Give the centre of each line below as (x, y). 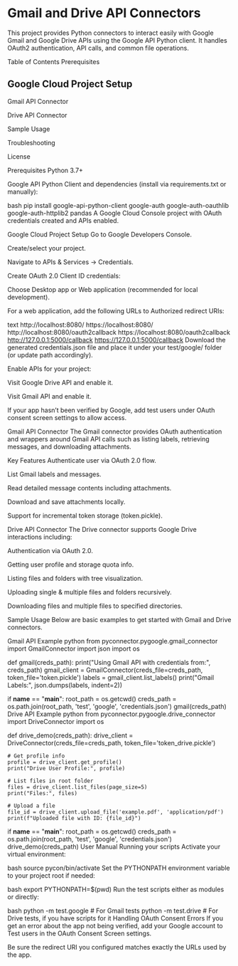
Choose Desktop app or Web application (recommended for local (103, 289)
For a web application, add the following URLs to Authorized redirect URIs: (116, 310)
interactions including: (40, 537)
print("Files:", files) (43, 793)
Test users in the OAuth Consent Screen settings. (80, 933)
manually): (23, 191)
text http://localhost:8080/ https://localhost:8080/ (81, 325)
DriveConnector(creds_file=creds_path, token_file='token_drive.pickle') (112, 742)
